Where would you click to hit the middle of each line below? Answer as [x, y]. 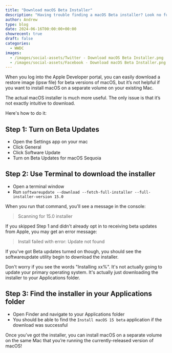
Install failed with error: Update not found [61, 241]
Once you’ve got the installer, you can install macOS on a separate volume [84, 335]
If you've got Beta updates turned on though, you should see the [73, 251]
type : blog [17, 24]
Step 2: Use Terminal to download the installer [80, 174]
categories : [18, 44]
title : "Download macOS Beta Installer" [49, 10]
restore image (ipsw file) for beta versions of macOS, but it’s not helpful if [83, 82]
